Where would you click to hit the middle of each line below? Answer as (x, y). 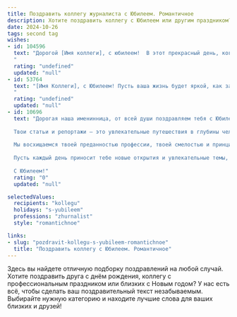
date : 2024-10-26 (33, 27)
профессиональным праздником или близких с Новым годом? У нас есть (119, 284)
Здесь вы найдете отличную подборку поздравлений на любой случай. (115, 269)
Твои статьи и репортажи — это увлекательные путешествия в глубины (116, 132)
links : (17, 236)
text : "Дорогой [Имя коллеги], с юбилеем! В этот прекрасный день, (116, 54)
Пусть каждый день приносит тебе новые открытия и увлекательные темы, (121, 158)
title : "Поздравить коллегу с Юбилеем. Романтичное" (93, 249)
